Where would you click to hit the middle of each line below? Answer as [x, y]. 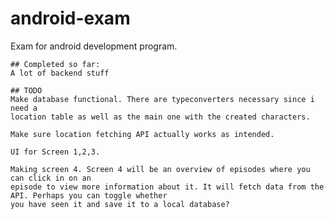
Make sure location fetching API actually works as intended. [142, 134]
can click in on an [51, 178]
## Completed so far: [55, 64]
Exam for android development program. [94, 46]
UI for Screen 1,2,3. [55, 152]
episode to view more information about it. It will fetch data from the [167, 187]
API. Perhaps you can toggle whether [89, 195]
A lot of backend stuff [60, 73]
